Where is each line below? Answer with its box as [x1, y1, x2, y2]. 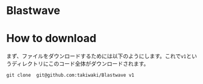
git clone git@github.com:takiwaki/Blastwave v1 [6, 72, 135, 79]
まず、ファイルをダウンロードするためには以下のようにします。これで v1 [6, 52, 187, 60]
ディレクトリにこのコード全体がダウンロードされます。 [11, 60, 150, 68]
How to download [6, 32, 97, 46]
